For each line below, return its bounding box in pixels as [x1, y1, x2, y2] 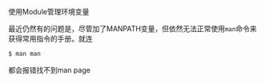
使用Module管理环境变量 [8, 7, 90, 16]
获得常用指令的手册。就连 [8, 34, 93, 43]
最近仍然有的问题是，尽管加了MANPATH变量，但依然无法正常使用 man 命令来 [8, 24, 258, 34]
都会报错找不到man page [8, 65, 90, 74]
